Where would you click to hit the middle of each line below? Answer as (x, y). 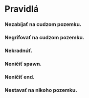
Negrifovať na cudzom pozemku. (44, 38)
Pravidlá (22, 9)
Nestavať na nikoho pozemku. (41, 90)
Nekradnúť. (19, 50)
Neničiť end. (20, 77)
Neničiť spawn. (23, 64)
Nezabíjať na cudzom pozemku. (43, 24)
